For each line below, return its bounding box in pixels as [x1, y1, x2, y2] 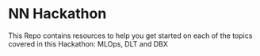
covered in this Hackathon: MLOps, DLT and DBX [8, 39, 168, 48]
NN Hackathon [8, 5, 107, 23]
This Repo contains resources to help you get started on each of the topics [8, 31, 253, 40]
